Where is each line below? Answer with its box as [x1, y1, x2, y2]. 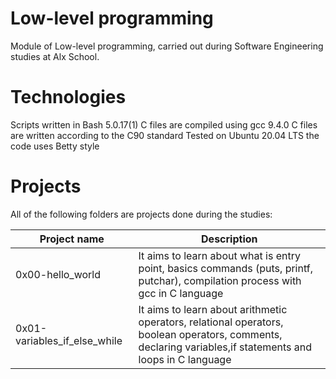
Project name [39, 232, 105, 246]
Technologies [10, 86, 127, 109]
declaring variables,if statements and [138, 340, 313, 354]
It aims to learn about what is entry [138, 248, 301, 262]
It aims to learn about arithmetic [138, 302, 288, 316]
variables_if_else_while [15, 333, 123, 347]
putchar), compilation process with [138, 273, 302, 287]
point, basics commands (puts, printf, [138, 261, 313, 275]
